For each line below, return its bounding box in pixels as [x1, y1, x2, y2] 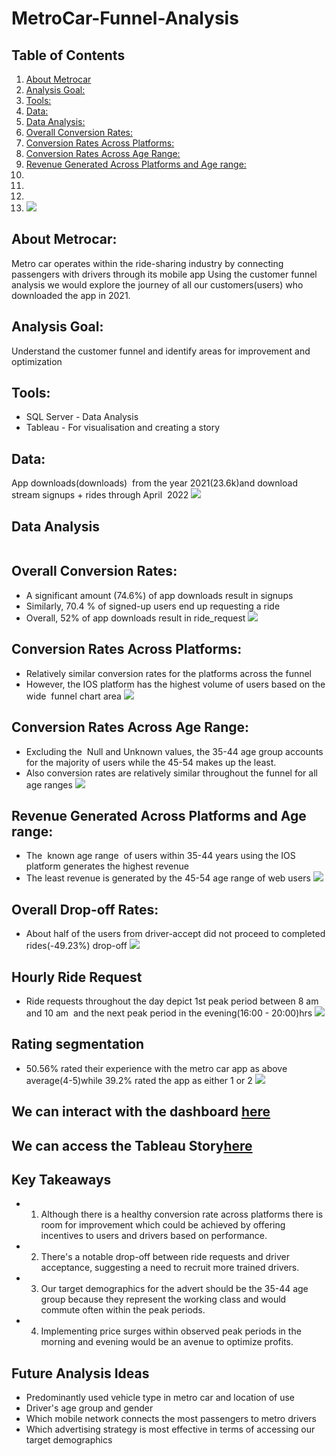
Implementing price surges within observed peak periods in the [40, 1325, 302, 1337]
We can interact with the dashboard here [11, 1103, 271, 1121]
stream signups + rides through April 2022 [11, 489, 189, 501]
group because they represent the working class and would [40, 1293, 287, 1306]
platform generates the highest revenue [25, 860, 189, 872]
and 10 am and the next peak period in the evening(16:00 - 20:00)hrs [25, 1007, 313, 1019]
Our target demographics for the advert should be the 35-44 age [40, 1283, 309, 1295]
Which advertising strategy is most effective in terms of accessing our [25, 1423, 316, 1436]
